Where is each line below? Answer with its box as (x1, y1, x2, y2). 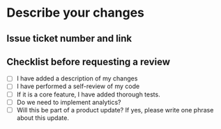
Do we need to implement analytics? (16, 98, 121, 106)
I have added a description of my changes (16, 74, 138, 83)
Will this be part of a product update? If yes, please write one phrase (16, 105, 214, 114)
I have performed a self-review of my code (16, 82, 140, 91)
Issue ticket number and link (6, 33, 132, 44)
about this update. (16, 113, 69, 122)
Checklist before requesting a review (6, 55, 171, 67)
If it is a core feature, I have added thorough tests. (16, 90, 161, 98)
